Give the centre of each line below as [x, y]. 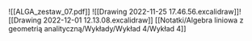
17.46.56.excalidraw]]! [205, 12]
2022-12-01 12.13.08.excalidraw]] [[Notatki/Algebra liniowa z [143, 20]
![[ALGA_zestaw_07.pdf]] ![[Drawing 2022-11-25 [88, 12]
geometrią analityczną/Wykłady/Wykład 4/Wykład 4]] [97, 29]
